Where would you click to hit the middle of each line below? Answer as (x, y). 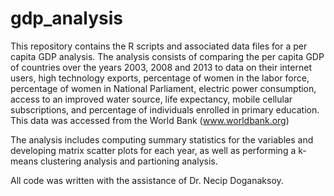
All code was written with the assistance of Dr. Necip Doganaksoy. (147, 180)
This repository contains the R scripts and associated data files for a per (159, 46)
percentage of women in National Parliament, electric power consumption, (163, 88)
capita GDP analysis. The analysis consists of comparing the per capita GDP (167, 56)
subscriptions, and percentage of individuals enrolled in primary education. (165, 109)
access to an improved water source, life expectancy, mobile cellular (151, 99)
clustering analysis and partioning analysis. (129, 161)
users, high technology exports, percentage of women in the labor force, (160, 78)
